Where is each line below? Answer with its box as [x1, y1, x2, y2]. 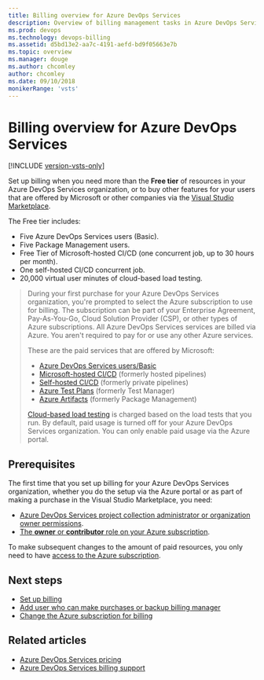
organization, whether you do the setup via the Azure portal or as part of [8, 487, 243, 496]
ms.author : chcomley [8, 63, 76, 71]
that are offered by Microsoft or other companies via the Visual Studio [8, 193, 234, 203]
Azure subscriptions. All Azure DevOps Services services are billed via [27, 322, 256, 332]
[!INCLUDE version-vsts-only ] [8, 161, 105, 171]
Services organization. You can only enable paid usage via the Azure [27, 426, 251, 436]
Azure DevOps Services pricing [19, 654, 122, 664]
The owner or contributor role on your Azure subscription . [19, 527, 211, 537]
